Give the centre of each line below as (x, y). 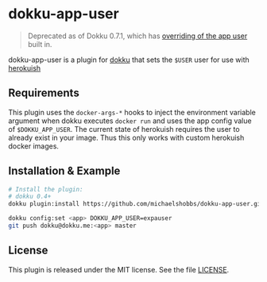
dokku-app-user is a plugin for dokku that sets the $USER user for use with (129, 60)
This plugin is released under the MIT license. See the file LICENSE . (119, 269)
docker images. (34, 146)
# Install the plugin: (46, 189)
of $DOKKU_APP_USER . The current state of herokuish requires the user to (124, 129)
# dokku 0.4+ (30, 197)
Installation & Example (64, 171)
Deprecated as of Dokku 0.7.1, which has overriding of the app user (137, 36)
